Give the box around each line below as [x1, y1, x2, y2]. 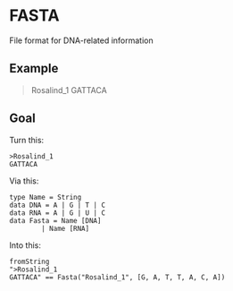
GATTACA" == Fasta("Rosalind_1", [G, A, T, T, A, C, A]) [9, 272, 226, 282]
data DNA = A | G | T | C [9, 201, 105, 210]
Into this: [9, 239, 42, 251]
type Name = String [9, 193, 82, 201]
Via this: [9, 175, 39, 186]
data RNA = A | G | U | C [9, 208, 105, 218]
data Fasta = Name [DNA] [9, 216, 102, 225]
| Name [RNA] [41, 224, 90, 233]
